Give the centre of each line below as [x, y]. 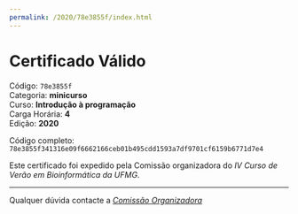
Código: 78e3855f [41, 86]
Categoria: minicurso [48, 95]
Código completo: [42, 140]
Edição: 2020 [34, 123]
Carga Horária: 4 [40, 114]
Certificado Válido [78, 61]
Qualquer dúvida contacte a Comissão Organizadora [106, 200]
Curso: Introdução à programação [72, 104]
